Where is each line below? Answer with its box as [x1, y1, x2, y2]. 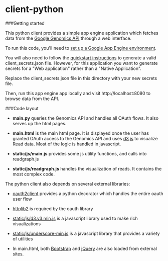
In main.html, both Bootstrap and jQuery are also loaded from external [12, 245, 157, 251]
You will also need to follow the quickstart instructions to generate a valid [5, 54, 156, 61]
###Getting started [5, 20, 45, 26]
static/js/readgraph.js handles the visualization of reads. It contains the [12, 165, 162, 171]
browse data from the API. [5, 96, 59, 102]
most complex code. [12, 171, 55, 177]
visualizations [12, 220, 41, 227]
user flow [12, 196, 33, 202]
